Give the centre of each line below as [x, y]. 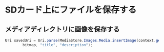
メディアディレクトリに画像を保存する [62, 29]
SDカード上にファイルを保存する [71, 10]
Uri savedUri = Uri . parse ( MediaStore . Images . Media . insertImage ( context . [81, 40]
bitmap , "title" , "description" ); [58, 45]
